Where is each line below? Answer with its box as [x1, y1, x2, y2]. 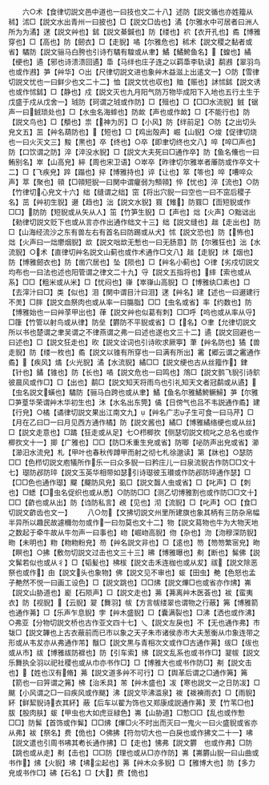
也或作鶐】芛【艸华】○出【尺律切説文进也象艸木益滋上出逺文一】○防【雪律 [8, 67, 260, 76]
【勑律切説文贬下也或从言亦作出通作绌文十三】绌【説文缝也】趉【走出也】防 [8, 217, 261, 227]
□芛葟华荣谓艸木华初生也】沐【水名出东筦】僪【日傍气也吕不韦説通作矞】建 [8, 397, 260, 407]
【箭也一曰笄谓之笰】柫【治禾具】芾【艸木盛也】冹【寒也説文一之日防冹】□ [8, 678, 260, 687]
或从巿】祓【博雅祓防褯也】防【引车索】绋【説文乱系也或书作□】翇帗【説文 [8, 648, 260, 657]
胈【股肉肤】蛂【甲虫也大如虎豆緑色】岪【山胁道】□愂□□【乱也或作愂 [8, 708, 246, 717]
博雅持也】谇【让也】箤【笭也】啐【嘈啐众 [112, 167, 254, 176]
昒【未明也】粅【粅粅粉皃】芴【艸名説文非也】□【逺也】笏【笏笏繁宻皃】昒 [8, 537, 260, 547]
